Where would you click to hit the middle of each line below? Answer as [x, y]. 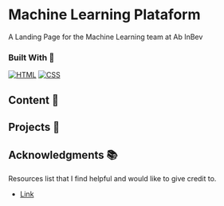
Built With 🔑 [31, 57]
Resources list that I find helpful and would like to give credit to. [112, 178]
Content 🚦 [34, 100]
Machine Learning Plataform [104, 15]
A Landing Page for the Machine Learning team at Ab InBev [106, 37]
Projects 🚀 [34, 127]
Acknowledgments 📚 [63, 155]
